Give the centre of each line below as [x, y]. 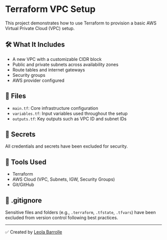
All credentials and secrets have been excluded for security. [67, 146]
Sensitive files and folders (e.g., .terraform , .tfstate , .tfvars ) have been [81, 212]
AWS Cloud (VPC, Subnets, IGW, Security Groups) [64, 179]
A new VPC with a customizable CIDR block [57, 59]
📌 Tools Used [26, 162]
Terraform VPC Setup [50, 9]
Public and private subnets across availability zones [65, 64]
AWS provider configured [38, 80]
